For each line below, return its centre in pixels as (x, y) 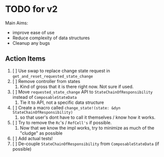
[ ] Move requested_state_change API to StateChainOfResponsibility (82, 92)
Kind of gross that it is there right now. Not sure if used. (77, 86)
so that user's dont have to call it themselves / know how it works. (87, 117)
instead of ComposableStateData (45, 97)
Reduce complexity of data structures (51, 38)
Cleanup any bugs (31, 43)
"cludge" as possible (41, 133)
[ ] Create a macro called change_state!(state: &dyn (66, 107)
